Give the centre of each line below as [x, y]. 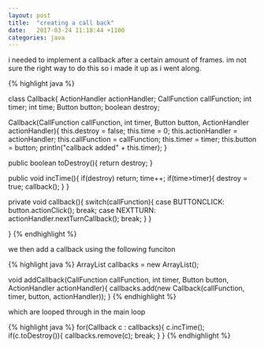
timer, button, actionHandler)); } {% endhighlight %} [93, 297]
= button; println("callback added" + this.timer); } [88, 148]
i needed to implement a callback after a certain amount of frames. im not [127, 60]
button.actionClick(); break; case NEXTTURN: [82, 211]
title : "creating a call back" [61, 23]
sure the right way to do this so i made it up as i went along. [105, 69]
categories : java [37, 37]
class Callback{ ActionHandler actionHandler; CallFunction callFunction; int [130, 99]
